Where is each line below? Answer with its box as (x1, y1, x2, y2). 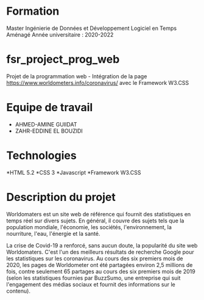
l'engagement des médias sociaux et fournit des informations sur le (6, 280, 175, 288)
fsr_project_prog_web (6, 53, 120, 67)
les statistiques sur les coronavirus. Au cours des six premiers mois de (6, 255, 183, 262)
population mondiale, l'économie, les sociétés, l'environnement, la (6, 223, 172, 230)
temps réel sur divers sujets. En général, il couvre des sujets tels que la (6, 217, 185, 224)
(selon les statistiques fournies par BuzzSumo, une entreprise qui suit (6, 274, 181, 282)
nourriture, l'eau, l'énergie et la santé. (6, 230, 100, 237)
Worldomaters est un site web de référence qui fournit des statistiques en (6, 210, 191, 218)
